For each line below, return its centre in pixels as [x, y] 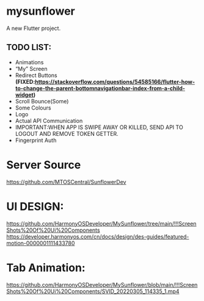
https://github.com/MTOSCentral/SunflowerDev [66, 182]
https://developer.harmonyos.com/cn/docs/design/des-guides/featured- [98, 236]
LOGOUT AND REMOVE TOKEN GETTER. [67, 133]
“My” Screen [31, 69]
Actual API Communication [49, 121]
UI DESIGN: [35, 206]
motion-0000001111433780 [41, 243]
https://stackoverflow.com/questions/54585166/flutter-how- [115, 81]
